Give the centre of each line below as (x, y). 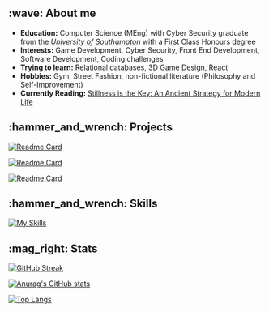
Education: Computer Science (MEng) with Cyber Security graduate (134, 32)
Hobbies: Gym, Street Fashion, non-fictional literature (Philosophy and (138, 75)
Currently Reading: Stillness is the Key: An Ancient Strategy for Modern (140, 93)
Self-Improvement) (51, 84)
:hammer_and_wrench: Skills (83, 204)
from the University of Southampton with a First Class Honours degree (138, 41)
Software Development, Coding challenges (92, 58)
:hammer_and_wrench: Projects (90, 128)
